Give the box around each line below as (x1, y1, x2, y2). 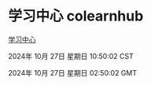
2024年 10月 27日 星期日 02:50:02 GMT (8, 68, 138, 77)
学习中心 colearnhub (8, 7, 144, 25)
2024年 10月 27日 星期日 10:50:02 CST (8, 51, 134, 61)
